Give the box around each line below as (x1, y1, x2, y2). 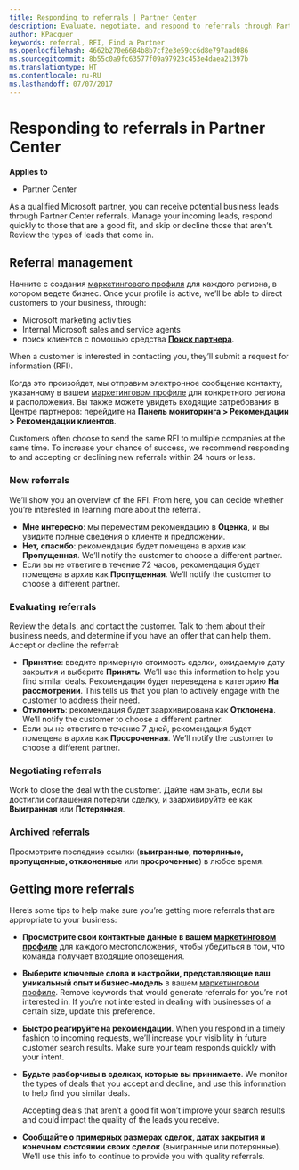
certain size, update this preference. (21, 1006, 156, 1017)
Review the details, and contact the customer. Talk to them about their (9, 621, 266, 631)
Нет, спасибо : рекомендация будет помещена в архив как (21, 540, 246, 551)
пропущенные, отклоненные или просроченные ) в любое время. (9, 855, 264, 866)
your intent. (21, 1051, 65, 1062)
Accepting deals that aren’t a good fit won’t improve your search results (21, 1105, 286, 1116)
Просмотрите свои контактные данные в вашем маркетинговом (21, 932, 277, 943)
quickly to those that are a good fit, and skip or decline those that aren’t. (9, 219, 274, 230)
